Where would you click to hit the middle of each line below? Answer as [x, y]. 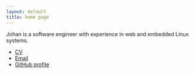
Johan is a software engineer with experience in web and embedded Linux [97, 34]
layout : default [26, 12]
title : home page [28, 17]
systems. [17, 40]
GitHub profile [32, 64]
